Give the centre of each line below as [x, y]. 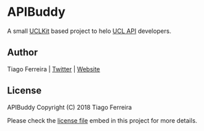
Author [22, 52]
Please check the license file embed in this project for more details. [102, 120]
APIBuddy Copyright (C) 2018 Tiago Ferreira [70, 107]
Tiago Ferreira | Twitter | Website [54, 69]
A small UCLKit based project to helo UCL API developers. [89, 31]
